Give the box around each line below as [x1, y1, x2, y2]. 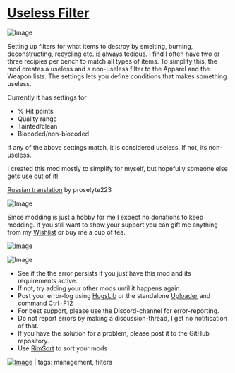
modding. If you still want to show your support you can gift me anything [7, 220, 219, 229]
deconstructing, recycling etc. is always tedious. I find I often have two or [7, 49, 220, 58]
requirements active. [17, 276, 78, 285]
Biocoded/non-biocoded [17, 129, 90, 138]
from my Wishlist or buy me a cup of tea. [7, 227, 126, 236]
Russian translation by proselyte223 [7, 185, 112, 194]
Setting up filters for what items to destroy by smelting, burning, [7, 42, 193, 50]
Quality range [17, 114, 58, 123]
